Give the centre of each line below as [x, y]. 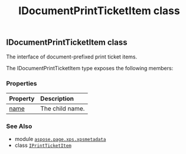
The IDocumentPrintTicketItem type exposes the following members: [90, 68]
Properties [22, 83]
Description [57, 99]
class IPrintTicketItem [43, 145]
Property [22, 99]
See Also [19, 126]
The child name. [63, 109]
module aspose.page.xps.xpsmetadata [60, 139]
